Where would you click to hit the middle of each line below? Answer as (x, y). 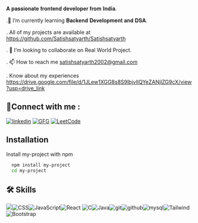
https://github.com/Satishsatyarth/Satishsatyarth (66, 39)
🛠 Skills (21, 189)
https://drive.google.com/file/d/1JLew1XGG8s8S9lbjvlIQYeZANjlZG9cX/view (99, 82)
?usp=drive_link (26, 88)
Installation (27, 140)
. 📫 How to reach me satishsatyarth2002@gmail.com (72, 62)
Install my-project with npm (40, 154)
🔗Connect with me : (43, 107)
